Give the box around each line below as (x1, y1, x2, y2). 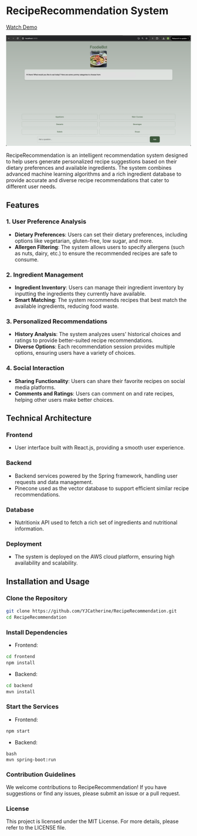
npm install (6, 660, 35, 666)
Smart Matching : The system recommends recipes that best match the (14, 297, 187, 304)
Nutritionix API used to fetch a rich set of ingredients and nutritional (14, 519, 178, 526)
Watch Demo (6, 23, 38, 31)
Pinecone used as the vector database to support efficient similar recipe (14, 485, 189, 492)
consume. (14, 256, 39, 263)
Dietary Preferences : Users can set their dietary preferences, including (14, 231, 188, 238)
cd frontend (6, 654, 35, 660)
